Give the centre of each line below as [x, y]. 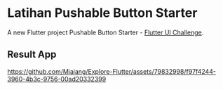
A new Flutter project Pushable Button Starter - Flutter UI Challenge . [106, 32]
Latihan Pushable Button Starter [102, 13]
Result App [32, 54]
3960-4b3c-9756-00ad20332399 [57, 79]
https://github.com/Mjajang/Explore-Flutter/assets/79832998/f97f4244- [111, 71]
